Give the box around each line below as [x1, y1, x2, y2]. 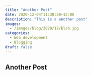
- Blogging [9, 40, 32, 45]
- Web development [9, 35, 48, 40]
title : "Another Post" [5, 7, 52, 12]
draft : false [5, 44, 32, 49]
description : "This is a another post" [5, 16, 88, 21]
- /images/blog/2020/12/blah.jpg [9, 26, 79, 31]
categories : [5, 30, 30, 35]
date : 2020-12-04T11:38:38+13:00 [5, 12, 75, 17]
